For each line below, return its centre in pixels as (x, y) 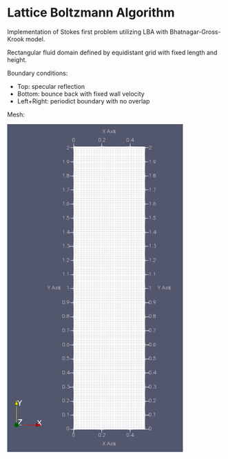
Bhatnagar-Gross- (196, 32)
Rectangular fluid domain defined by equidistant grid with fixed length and (112, 52)
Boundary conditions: (38, 73)
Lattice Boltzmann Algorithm (91, 13)
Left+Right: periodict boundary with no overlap (83, 101)
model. (35, 39)
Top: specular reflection (51, 86)
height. (17, 59)
